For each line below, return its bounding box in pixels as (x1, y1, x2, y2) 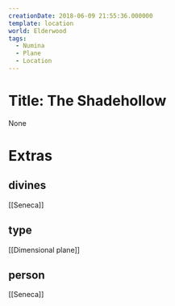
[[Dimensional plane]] (8, 245, 81, 254)
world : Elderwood (8, 27, 67, 35)
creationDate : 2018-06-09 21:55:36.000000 (8, 11, 153, 20)
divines (8, 178, 47, 192)
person (8, 268, 46, 283)
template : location (8, 19, 74, 27)
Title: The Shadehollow (8, 92, 167, 110)
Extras (8, 147, 52, 165)
